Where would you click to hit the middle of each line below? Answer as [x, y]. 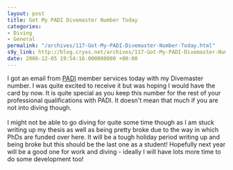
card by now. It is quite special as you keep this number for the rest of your [114, 93]
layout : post [26, 13]
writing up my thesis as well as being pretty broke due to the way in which [113, 129]
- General [21, 39]
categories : [24, 26]
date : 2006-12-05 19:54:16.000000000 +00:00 [72, 59]
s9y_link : [21, 53]
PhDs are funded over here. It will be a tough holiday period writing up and [114, 137]
